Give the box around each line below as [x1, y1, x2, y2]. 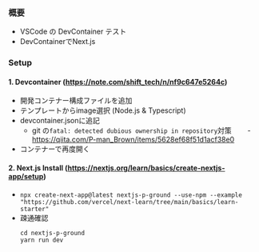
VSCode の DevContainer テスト [19, 26, 126, 37]
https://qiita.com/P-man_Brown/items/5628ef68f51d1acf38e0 [31, 134, 235, 145]
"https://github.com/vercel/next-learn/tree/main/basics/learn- [19, 198, 239, 206]
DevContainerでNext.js [19, 37, 96, 46]
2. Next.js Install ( [8, 163, 68, 173]
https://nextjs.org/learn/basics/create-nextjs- [67, 163, 225, 173]
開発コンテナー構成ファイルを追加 [19, 96, 133, 106]
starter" [19, 205, 50, 213]
